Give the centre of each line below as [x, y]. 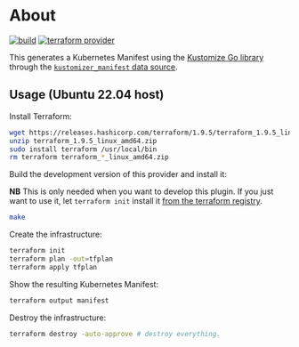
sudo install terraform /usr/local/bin [83, 149]
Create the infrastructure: [56, 234]
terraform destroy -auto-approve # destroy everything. [115, 334]
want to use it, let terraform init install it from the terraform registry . [136, 201]
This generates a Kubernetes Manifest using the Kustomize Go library [137, 57]
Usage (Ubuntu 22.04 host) [87, 95]
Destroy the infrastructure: [58, 318]
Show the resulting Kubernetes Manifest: [84, 284]
